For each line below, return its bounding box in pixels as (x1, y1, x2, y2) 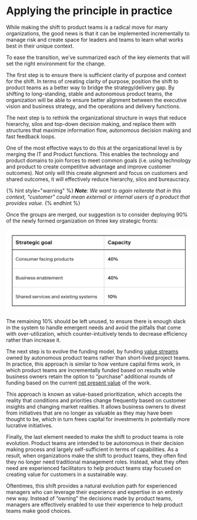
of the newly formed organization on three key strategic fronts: (6, 217, 158, 224)
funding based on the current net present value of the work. (6, 379, 152, 386)
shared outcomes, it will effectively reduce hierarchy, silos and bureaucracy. (6, 175, 191, 183)
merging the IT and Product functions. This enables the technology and (6, 150, 179, 157)
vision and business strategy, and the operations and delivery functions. (6, 102, 181, 110)
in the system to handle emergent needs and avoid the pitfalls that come (6, 324, 181, 331)
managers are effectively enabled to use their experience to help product (6, 501, 183, 508)
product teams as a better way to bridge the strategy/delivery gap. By (6, 84, 175, 91)
